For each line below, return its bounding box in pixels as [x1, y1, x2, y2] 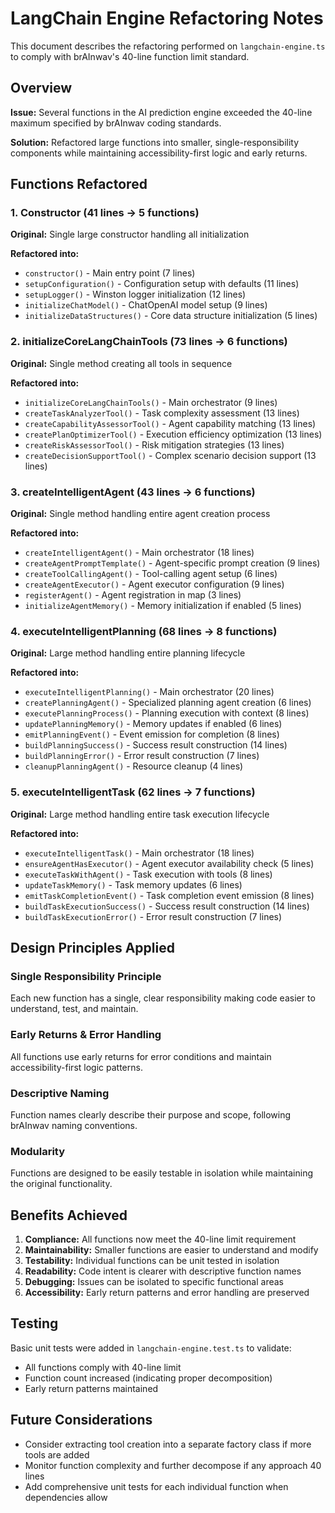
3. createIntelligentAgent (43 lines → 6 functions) [10, 485, 256, 499]
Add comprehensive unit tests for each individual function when [24, 1480, 289, 1492]
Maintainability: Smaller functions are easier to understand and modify [24, 1244, 319, 1256]
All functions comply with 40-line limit [24, 1361, 182, 1373]
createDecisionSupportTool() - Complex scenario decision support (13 [24, 449, 317, 461]
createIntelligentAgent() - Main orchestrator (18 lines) [24, 547, 255, 559]
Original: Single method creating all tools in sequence [10, 357, 233, 369]
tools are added [24, 1448, 90, 1461]
